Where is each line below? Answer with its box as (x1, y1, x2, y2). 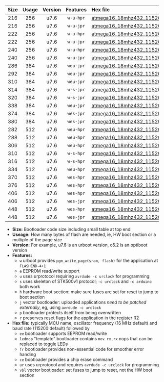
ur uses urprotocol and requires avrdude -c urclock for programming (19, 362, 159, 367)
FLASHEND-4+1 (19, 264, 46, 269)
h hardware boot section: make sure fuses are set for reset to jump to (19, 289, 159, 295)
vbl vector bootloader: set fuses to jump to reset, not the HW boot (19, 367, 153, 373)
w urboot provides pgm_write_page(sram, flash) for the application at (19, 257, 158, 263)
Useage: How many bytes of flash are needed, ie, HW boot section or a (12, 231, 156, 237)
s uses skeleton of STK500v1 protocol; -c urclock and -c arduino (19, 279, 152, 284)
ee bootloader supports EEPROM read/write (19, 331, 107, 336)
